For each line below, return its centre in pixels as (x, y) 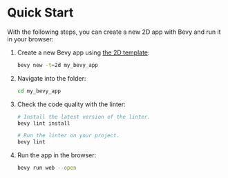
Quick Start (40, 13)
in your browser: (30, 39)
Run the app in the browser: (57, 155)
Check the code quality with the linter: (71, 104)
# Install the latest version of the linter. (84, 117)
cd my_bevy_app (39, 91)
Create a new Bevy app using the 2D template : (83, 52)
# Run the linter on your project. (68, 136)
